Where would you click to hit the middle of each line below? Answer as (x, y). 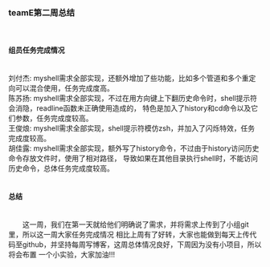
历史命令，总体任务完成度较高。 (61, 168)
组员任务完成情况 (37, 50)
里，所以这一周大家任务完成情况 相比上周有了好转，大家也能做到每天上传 (129, 234)
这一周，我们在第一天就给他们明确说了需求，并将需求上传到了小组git (136, 224)
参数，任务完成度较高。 (54, 118)
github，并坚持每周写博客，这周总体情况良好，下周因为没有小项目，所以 (142, 244)
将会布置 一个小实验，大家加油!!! (62, 254)
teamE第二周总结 (41, 12)
